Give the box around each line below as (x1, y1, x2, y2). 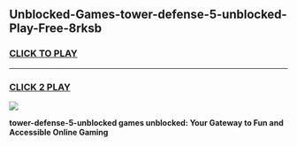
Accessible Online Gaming (9, 127, 109, 137)
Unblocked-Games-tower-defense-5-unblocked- (9, 7, 287, 22)
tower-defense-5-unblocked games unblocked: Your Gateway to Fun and (9, 117, 285, 127)
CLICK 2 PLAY (9, 81, 71, 93)
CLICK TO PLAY (9, 48, 78, 60)
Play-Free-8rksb (9, 21, 103, 36)
